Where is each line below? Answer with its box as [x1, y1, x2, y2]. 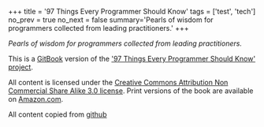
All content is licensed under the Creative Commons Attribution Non [8, 78, 229, 87]
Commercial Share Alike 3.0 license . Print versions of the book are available [8, 86, 254, 95]
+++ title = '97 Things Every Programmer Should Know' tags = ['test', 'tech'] [8, 7, 256, 16]
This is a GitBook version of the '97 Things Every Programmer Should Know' [8, 54, 256, 63]
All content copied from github [8, 110, 107, 119]
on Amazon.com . [8, 95, 64, 103]
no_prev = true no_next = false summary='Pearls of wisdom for [8, 15, 214, 24]
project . [8, 62, 34, 72]
